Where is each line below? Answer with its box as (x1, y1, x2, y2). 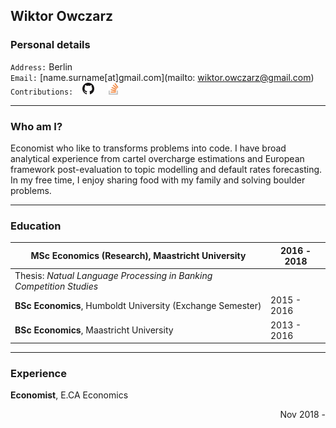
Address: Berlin (10, 60, 73, 73)
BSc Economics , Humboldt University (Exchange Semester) (14, 299, 262, 311)
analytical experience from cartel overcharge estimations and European (10, 152, 305, 164)
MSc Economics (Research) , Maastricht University (30, 250, 247, 262)
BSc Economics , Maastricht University (14, 324, 174, 336)
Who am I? (10, 119, 63, 133)
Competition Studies (14, 280, 99, 293)
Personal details (10, 38, 91, 52)
